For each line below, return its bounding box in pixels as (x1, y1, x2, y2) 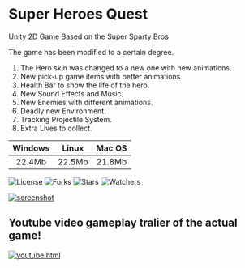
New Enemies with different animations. (19, 97, 153, 107)
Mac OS (96, 143, 127, 154)
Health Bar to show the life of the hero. (19, 80, 150, 90)
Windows (12, 143, 50, 154)
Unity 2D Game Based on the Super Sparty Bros (8, 32, 169, 41)
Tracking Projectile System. (19, 114, 112, 124)
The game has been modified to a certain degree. (8, 47, 174, 57)
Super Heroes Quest (8, 5, 148, 23)
